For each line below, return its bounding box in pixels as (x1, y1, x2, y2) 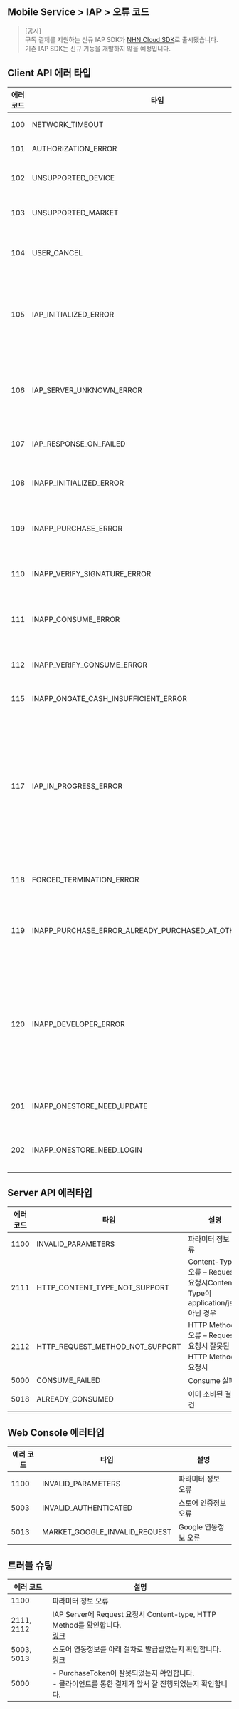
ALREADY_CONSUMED (36, 1394, 114, 1404)
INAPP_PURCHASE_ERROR (31, 523, 123, 533)
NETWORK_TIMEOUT (31, 119, 104, 129)
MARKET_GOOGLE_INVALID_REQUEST (42, 1527, 172, 1537)
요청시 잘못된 (188, 1341, 230, 1351)
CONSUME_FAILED (36, 1375, 101, 1385)
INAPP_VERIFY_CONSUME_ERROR (31, 660, 147, 670)
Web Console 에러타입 (7, 1427, 105, 1439)
